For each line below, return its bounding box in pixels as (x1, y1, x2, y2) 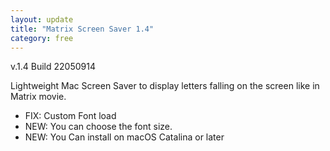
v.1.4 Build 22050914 (10, 61, 96, 73)
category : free (10, 33, 74, 43)
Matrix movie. (10, 91, 67, 103)
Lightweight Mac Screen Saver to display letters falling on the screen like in (10, 80, 320, 92)
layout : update (10, 14, 74, 25)
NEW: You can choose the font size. (24, 121, 173, 133)
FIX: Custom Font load (24, 110, 117, 122)
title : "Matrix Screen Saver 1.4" (10, 24, 155, 34)
